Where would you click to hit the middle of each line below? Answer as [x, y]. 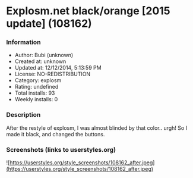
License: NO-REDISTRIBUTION [53, 74]
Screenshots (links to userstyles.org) [61, 149]
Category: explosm [38, 80]
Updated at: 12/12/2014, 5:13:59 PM [58, 68]
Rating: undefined [37, 87]
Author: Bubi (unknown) [44, 55]
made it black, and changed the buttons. [56, 134]
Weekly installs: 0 [36, 99]
